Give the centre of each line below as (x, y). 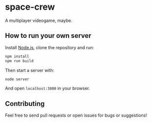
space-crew (30, 7)
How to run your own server (48, 36)
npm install (17, 56)
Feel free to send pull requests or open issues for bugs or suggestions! (76, 115)
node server (17, 79)
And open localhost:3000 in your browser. (47, 88)
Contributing (25, 104)
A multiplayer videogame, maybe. (39, 20)
